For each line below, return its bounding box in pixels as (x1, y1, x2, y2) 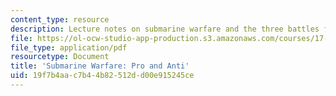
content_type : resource (10, 14, 110, 25)
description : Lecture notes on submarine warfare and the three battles (10, 24, 320, 34)
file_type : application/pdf (10, 42, 128, 53)
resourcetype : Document (10, 52, 110, 62)
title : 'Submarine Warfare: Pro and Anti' (10, 61, 190, 71)
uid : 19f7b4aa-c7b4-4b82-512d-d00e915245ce (10, 71, 195, 81)
